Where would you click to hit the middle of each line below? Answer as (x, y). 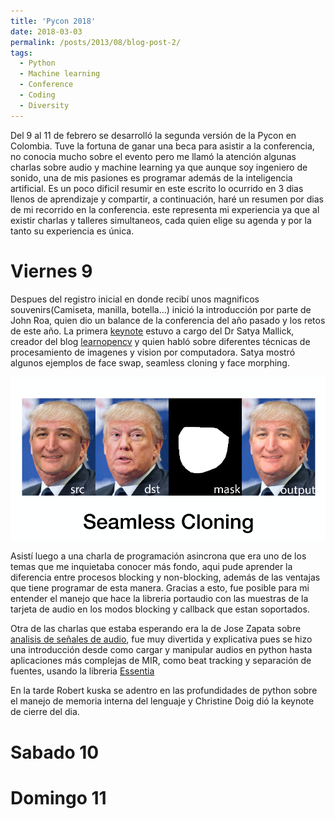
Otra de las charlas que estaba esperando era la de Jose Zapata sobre (156, 629)
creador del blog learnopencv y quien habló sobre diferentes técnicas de (160, 341)
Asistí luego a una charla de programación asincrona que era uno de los (158, 556)
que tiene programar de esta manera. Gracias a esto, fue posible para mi (160, 588)
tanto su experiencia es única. (72, 231)
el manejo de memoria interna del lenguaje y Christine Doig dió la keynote (162, 701)
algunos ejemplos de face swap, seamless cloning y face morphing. (150, 362)
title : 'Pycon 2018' (53, 21)
